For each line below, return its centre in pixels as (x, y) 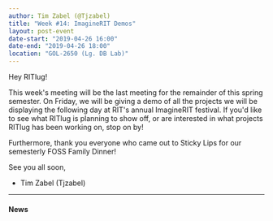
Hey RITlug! (28, 77)
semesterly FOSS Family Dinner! (62, 152)
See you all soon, (37, 167)
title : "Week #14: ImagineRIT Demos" (72, 24)
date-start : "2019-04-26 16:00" (63, 39)
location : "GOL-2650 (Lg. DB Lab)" (69, 54)
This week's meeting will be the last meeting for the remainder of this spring (136, 93)
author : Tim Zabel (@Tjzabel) (60, 16)
